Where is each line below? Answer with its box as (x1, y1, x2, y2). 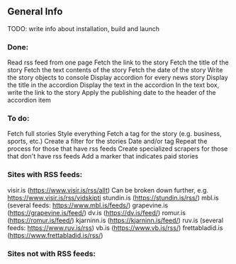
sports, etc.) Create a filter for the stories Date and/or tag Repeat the (7, 137, 208, 146)
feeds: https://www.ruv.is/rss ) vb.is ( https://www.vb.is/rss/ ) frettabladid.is (7, 223, 223, 232)
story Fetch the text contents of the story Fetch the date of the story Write (7, 66, 223, 74)
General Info (7, 6, 63, 18)
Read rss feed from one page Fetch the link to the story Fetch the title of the (7, 58, 229, 67)
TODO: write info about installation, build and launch (7, 24, 159, 33)
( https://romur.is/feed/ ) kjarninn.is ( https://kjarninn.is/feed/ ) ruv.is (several (7, 216, 224, 224)
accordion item (7, 96, 52, 105)
